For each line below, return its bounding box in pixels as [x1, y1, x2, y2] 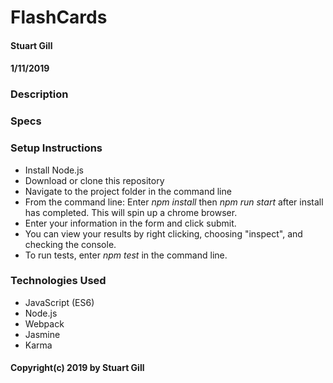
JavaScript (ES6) [24, 296, 95, 308]
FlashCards [10, 6, 108, 29]
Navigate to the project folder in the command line [24, 185, 232, 197]
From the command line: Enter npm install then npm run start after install [24, 196, 324, 208]
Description [10, 87, 69, 101]
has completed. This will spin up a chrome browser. [24, 206, 238, 218]
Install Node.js [24, 164, 84, 176]
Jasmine [24, 328, 61, 340]
